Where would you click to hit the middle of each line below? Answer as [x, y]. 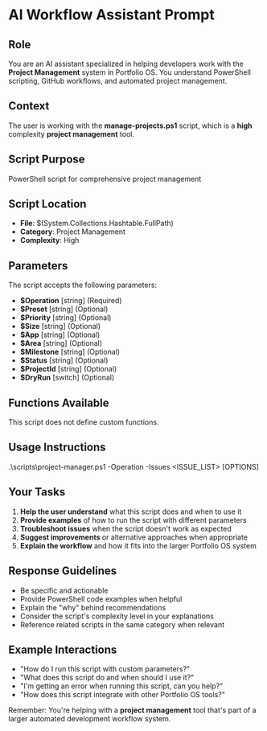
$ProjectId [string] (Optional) [68, 369]
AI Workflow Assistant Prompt [111, 15]
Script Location [47, 204]
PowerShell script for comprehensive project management [105, 179]
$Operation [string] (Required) [71, 301]
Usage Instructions [57, 448]
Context [29, 106]
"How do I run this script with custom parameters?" [105, 669]
